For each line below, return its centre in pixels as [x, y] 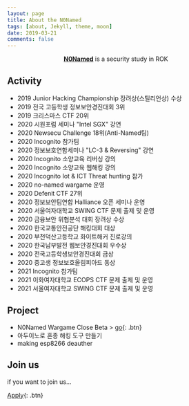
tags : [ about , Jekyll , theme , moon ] [60, 26]
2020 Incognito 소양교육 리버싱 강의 [66, 158]
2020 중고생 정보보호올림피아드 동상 [66, 262]
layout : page [26, 13]
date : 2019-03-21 [32, 33]
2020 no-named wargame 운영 [61, 185]
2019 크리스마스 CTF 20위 [53, 116]
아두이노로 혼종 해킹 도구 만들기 [59, 335]
